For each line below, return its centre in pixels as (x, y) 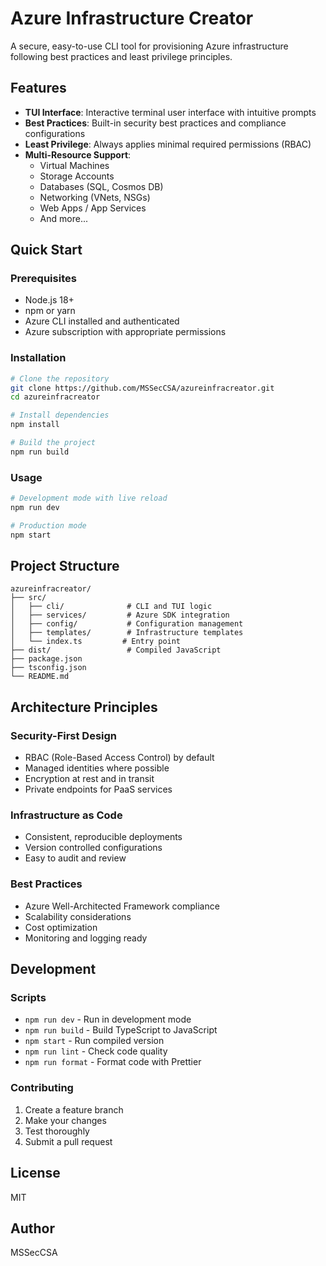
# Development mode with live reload (89, 498)
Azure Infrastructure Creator (132, 18)
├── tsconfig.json (48, 668)
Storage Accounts (77, 176)
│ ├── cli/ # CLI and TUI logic (111, 607)
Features (38, 88)
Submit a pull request (68, 1141)
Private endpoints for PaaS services (98, 789)
